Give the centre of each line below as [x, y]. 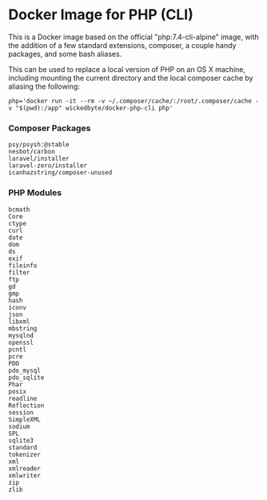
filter [19, 272]
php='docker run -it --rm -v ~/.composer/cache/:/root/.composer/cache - [134, 101]
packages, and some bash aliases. [65, 54]
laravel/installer [39, 159]
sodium [19, 426]
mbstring [23, 328]
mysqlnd [21, 335]
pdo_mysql [25, 370]
